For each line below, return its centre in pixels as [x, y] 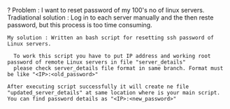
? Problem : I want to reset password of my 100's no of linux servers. [106, 10]
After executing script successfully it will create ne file [98, 87]
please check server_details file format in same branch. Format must [118, 68]
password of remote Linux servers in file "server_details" [97, 62]
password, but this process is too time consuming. [80, 25]
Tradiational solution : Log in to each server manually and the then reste [110, 17]
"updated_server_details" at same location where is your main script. [114, 93]
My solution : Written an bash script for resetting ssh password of [111, 38]
